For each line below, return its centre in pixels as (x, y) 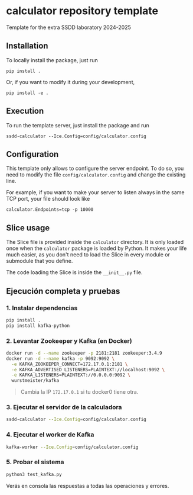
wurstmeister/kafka (35, 381)
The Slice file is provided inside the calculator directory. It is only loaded (95, 242)
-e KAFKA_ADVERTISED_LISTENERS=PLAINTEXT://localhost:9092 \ (88, 369)
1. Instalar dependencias (42, 308)
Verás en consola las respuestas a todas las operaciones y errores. (88, 486)
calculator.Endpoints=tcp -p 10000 (50, 210)
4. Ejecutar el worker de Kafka (50, 435)
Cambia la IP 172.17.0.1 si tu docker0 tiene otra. (79, 392)
